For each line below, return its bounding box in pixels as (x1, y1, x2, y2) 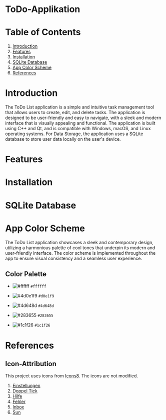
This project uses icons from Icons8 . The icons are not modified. (5, 373, 138, 379)
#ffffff (30, 284, 46, 289)
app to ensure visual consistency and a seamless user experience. (5, 255, 142, 261)
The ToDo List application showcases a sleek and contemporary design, (5, 239, 154, 245)
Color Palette (5, 270, 46, 278)
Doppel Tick (12, 388, 38, 394)
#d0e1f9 (38, 294, 54, 299)
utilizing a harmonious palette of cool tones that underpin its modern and (5, 245, 155, 251)
